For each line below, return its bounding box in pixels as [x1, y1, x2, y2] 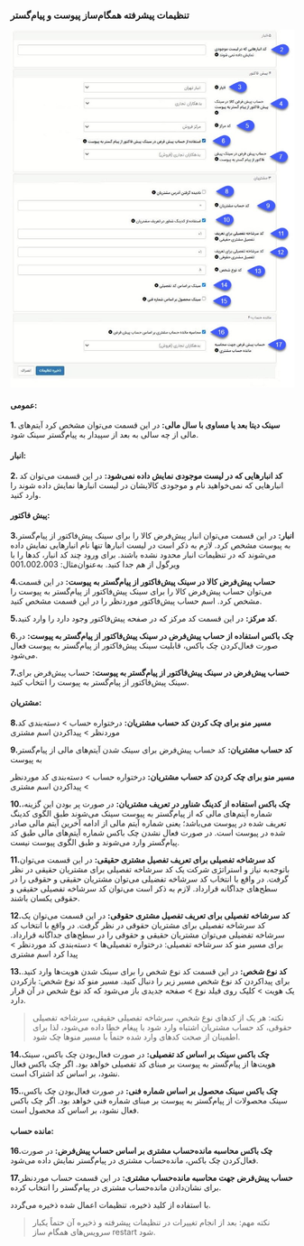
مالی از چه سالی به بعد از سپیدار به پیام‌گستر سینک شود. [10, 429, 199, 440]
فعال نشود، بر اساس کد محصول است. [10, 1104, 139, 1115]
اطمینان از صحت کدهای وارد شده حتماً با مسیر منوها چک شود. [32, 1031, 241, 1042]
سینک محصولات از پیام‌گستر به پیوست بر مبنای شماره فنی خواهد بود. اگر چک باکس [10, 1094, 288, 1105]
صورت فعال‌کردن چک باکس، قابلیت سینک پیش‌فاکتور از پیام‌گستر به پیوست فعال [10, 640, 279, 651]
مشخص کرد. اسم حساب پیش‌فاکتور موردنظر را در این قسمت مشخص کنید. [10, 595, 263, 606]
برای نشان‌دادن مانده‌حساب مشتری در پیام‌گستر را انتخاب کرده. [10, 1182, 222, 1193]
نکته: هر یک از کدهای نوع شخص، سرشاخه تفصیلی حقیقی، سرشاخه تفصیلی [32, 1011, 284, 1023]
